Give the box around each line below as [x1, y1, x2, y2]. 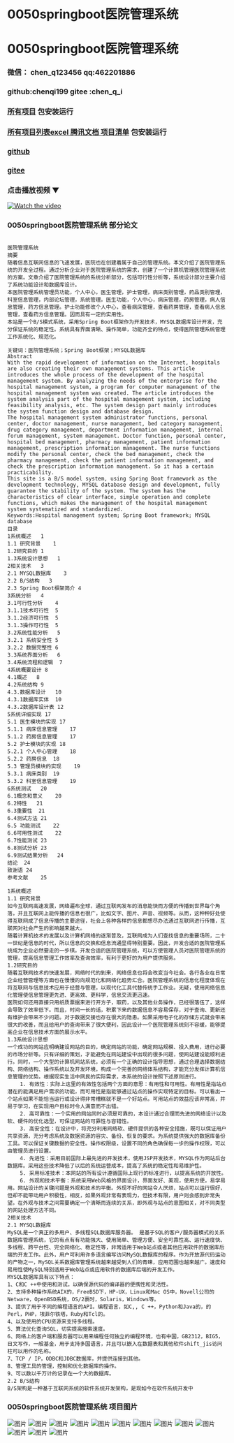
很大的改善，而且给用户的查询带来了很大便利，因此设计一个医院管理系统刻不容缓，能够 [7, 1021, 221, 1028]
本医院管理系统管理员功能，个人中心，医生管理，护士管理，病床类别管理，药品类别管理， [7, 288, 226, 295]
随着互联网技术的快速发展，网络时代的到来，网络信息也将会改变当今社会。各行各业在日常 [7, 969, 226, 976]
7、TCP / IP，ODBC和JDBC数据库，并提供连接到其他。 [7, 1355, 144, 1362]
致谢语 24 [7, 867, 33, 874]
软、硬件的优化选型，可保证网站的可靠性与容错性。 [7, 1118, 133, 1125]
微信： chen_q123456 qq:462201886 [7, 68, 136, 78]
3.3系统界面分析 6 [7, 651, 61, 659]
